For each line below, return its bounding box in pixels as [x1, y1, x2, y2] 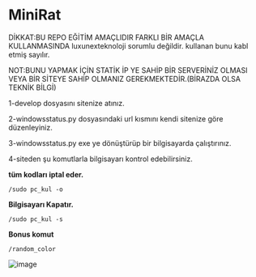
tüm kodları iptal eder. [8, 169, 84, 179]
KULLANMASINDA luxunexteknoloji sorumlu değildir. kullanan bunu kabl [8, 40, 249, 50]
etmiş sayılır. [8, 49, 50, 59]
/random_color [8, 245, 57, 253]
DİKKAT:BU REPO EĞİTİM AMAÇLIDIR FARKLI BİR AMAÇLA [8, 32, 205, 42]
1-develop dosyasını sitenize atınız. [8, 98, 125, 108]
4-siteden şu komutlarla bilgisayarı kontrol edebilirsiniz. [8, 154, 193, 164]
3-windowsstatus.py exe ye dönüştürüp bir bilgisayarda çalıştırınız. [8, 138, 232, 147]
